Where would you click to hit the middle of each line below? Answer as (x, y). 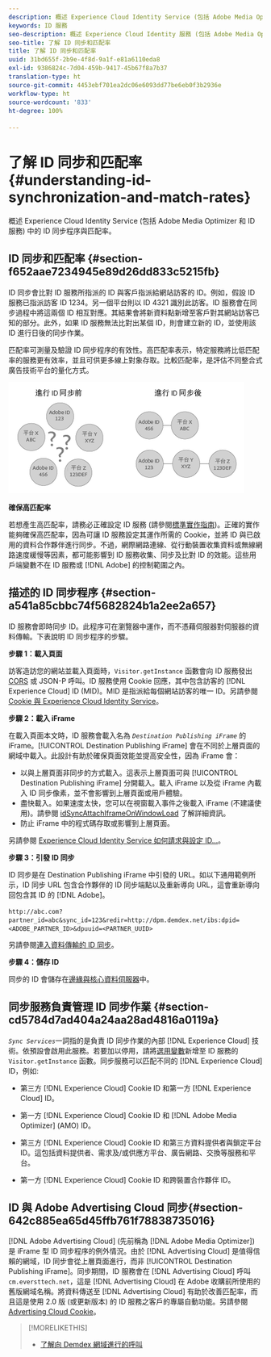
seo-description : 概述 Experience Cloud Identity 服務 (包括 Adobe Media (131, 34)
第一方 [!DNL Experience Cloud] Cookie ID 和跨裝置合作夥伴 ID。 (127, 1179)
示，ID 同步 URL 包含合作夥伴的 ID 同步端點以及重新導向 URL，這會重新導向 (134, 885)
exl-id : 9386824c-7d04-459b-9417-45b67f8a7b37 (88, 69)
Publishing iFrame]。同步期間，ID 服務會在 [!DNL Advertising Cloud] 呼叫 (130, 1271)
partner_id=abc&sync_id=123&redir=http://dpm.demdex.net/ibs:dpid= (124, 920)
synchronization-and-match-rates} (130, 197)
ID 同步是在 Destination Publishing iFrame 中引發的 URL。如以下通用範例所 (132, 874)
